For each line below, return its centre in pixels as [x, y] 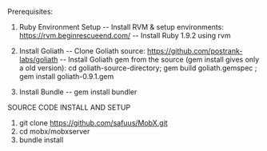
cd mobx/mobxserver [54, 131]
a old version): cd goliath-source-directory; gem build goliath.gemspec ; [138, 68]
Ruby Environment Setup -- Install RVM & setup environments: [122, 27]
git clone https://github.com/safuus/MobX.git [94, 123]
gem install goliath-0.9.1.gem [66, 76]
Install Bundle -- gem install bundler [78, 92]
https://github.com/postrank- [195, 51]
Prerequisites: [30, 12]
